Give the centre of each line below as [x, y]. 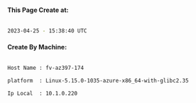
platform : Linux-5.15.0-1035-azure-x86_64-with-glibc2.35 [98, 81]
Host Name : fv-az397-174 [45, 68]
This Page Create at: [38, 10]
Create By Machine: [37, 47]
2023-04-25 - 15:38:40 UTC [47, 31]
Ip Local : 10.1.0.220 [43, 94]
